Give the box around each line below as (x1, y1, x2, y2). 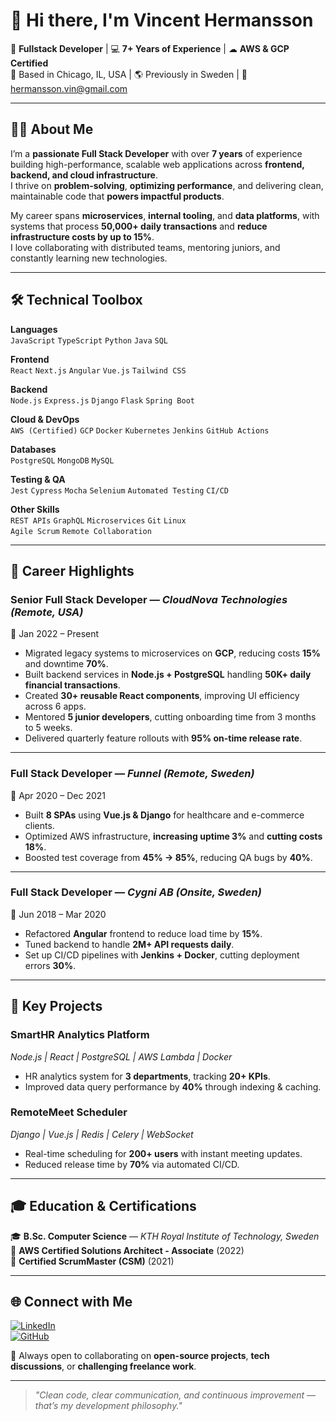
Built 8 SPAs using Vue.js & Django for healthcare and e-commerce (24, 809, 305, 821)
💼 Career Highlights (10, 562, 135, 579)
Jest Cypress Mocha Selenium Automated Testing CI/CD (10, 485, 230, 496)
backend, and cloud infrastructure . (10, 169, 158, 181)
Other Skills (10, 503, 60, 515)
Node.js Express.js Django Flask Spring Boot (10, 395, 195, 406)
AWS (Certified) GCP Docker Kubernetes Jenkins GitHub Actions (10, 425, 270, 436)
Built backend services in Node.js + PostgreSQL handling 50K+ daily (24, 669, 312, 681)
